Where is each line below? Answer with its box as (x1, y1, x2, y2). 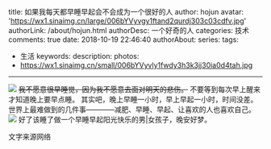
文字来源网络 (8, 132, 51, 141)
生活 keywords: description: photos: (19, 52, 140, 60)
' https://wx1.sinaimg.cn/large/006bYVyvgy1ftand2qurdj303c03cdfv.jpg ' (8, 16, 247, 26)
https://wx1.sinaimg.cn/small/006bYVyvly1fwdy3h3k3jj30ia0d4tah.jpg (19, 60, 253, 70)
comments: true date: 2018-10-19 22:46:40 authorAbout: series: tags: (8, 35, 240, 44)
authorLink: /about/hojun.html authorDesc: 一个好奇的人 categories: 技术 (8, 26, 250, 35)
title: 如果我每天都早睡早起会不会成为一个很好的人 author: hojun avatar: (8, 7, 244, 16)
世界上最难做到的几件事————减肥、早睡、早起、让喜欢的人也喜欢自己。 (8, 105, 256, 114)
